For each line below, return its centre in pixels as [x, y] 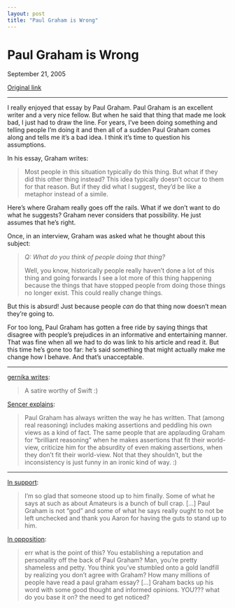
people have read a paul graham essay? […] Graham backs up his [119, 582]
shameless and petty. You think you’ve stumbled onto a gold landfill [121, 567]
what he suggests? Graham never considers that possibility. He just [104, 215]
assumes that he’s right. [42, 223]
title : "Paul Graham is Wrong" [53, 20]
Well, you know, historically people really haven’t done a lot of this [119, 270]
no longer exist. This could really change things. [93, 293]
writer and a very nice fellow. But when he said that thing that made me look [116, 115]
